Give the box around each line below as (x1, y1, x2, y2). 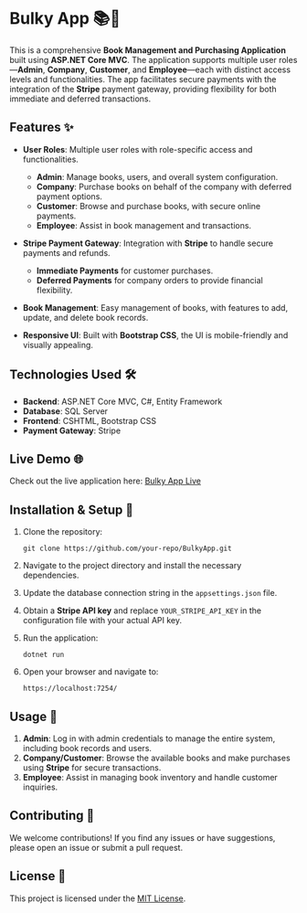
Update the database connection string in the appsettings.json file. (22, 588, 278, 599)
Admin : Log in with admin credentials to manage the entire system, (22, 733, 276, 744)
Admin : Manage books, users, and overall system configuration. (36, 171, 279, 182)
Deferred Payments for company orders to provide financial (36, 274, 263, 285)
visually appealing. (22, 339, 94, 350)
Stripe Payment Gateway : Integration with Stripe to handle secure (22, 238, 274, 249)
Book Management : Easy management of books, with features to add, (22, 302, 289, 313)
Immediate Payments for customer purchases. (36, 265, 214, 276)
